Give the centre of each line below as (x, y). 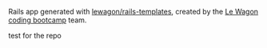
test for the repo (35, 36)
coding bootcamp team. (48, 20)
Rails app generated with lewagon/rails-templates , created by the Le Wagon (133, 12)
